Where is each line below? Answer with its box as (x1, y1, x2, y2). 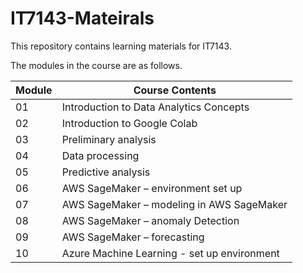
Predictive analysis (61, 165, 151, 179)
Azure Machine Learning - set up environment (61, 246, 280, 260)
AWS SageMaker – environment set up (61, 181, 243, 195)
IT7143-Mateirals (10, 7, 155, 30)
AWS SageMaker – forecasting (61, 230, 205, 244)
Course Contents (133, 83, 217, 97)
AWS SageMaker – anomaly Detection (61, 213, 240, 227)
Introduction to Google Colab (61, 116, 198, 130)
